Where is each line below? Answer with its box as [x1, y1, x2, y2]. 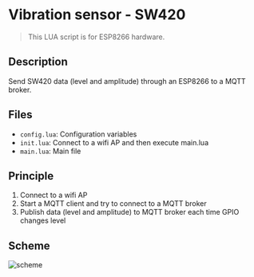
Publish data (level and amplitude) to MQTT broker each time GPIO [19, 208, 240, 217]
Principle [8, 169, 54, 183]
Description [8, 55, 68, 69]
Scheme [8, 239, 50, 252]
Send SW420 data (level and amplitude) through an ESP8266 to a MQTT [8, 76, 246, 85]
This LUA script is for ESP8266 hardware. [27, 32, 165, 42]
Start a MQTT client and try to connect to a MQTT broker [19, 199, 208, 208]
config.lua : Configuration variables [19, 129, 137, 139]
